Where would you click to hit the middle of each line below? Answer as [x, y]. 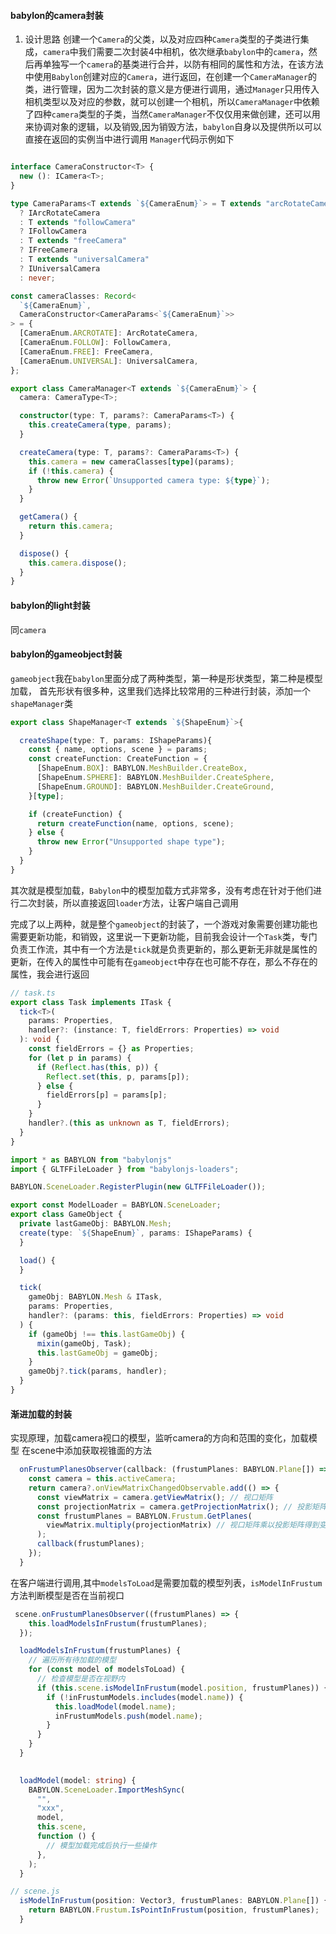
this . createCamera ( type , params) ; [100, 425]
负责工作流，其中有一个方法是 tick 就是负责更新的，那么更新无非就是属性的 [164, 949]
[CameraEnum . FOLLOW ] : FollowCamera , [95, 343]
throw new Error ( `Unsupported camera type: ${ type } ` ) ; [153, 480]
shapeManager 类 [41, 703]
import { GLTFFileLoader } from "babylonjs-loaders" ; [125, 1169]
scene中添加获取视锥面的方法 [90, 1451]
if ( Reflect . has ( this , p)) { [97, 1067]
